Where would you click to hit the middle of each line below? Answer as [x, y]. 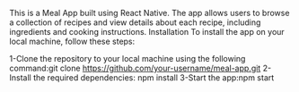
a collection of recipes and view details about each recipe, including [135, 22]
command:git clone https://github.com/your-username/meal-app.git [135, 68]
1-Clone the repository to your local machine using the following [128, 59]
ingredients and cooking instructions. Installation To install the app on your [147, 32]
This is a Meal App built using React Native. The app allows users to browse [149, 13]
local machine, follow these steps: [72, 41]
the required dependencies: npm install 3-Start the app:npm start [154, 78]
